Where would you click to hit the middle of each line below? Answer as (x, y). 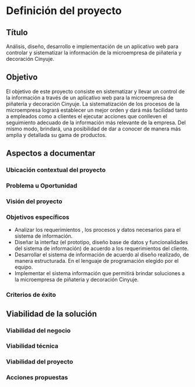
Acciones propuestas (37, 378)
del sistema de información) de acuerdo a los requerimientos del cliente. (101, 249)
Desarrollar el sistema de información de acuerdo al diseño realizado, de (102, 255)
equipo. (24, 267)
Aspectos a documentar (51, 153)
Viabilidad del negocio (39, 330)
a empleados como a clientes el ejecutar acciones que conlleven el (87, 116)
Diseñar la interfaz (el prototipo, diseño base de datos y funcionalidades (101, 242)
